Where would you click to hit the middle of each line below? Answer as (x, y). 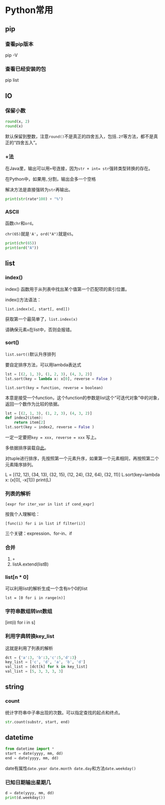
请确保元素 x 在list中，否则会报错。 (40, 330)
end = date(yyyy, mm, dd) (32, 758)
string (15, 687)
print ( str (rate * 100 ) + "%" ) (34, 199)
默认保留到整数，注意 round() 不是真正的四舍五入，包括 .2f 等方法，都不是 (80, 136)
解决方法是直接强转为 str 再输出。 (39, 189)
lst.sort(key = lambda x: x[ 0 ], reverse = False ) (59, 379)
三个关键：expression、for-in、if (39, 534)
